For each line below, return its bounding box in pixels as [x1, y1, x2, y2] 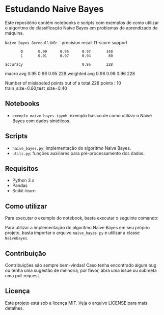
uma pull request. [5, 273, 41, 278]
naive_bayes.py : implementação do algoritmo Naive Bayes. [12, 145, 131, 151]
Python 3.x [12, 178, 34, 184]
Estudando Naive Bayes [5, 3, 104, 15]
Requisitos [5, 164, 38, 173]
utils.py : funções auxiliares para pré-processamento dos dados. [12, 150, 145, 156]
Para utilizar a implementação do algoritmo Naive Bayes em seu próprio [5, 225, 150, 231]
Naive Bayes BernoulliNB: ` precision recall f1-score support [5, 39, 128, 45]
